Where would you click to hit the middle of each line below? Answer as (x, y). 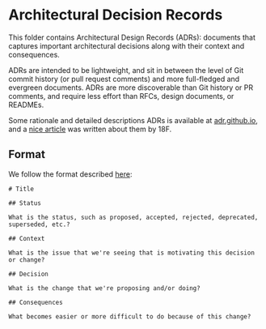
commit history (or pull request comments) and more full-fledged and (124, 79)
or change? (27, 260)
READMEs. (26, 105)
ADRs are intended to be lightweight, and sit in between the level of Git (126, 70)
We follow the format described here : (70, 174)
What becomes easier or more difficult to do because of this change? (130, 316)
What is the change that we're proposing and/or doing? (104, 288)
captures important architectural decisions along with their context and (127, 45)
